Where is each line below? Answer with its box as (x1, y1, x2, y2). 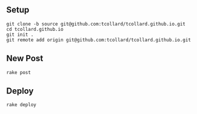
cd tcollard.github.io (6, 26, 64, 32)
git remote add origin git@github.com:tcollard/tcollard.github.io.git (6, 36, 191, 43)
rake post (6, 69, 32, 75)
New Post (6, 53, 44, 64)
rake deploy (6, 102, 36, 108)
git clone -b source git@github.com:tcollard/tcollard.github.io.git (6, 21, 186, 27)
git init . (6, 32, 34, 38)
